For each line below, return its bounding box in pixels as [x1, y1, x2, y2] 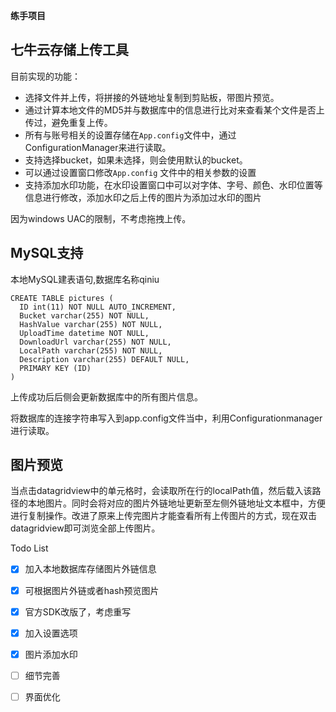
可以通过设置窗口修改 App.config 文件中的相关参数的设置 [24, 166, 257, 178]
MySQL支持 [10, 245, 84, 262]
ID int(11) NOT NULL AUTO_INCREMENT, [19, 302, 177, 312]
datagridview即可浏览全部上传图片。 [10, 522, 161, 534]
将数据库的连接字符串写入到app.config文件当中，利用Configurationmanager [10, 412, 323, 424]
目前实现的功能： [10, 70, 81, 82]
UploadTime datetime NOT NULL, [19, 328, 150, 338]
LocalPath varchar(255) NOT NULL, [19, 345, 163, 356]
